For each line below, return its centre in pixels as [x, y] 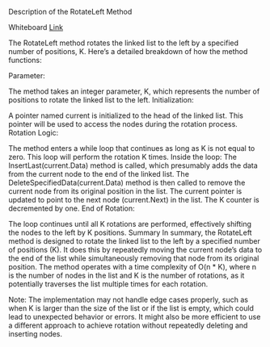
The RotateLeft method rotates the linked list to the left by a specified [124, 43]
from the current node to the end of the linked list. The [99, 174]
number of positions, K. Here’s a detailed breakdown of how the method [128, 51]
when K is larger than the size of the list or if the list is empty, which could [131, 308]
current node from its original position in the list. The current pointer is [125, 191]
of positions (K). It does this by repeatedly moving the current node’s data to [135, 250]
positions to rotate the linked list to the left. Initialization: [101, 100]
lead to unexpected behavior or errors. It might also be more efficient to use [135, 317]
